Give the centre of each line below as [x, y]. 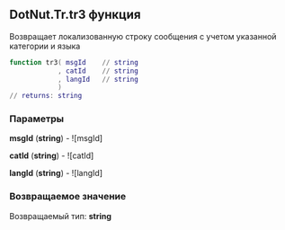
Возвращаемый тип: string [61, 216]
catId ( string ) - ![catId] [52, 155]
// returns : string [46, 96]
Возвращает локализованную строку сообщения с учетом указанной [143, 36]
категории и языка [45, 46]
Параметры [37, 119]
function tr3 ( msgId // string [74, 62]
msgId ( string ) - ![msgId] [56, 138]
